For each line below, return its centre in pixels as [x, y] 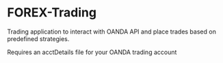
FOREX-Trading [52, 13]
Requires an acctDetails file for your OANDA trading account [92, 52]
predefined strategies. [38, 38]
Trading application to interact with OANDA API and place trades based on [112, 32]
